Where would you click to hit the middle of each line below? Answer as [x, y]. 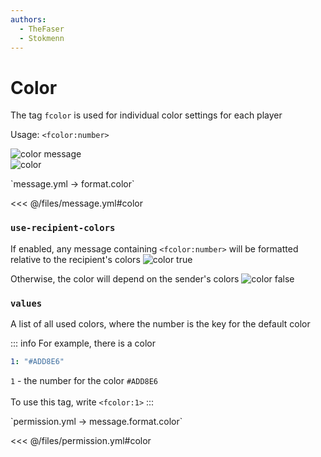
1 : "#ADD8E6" [37, 361]
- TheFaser [42, 29]
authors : [28, 19]
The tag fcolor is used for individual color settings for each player [146, 115]
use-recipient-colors [63, 228]
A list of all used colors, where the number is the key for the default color [160, 323]
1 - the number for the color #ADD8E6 [84, 380]
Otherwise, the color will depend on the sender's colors [125, 278]
